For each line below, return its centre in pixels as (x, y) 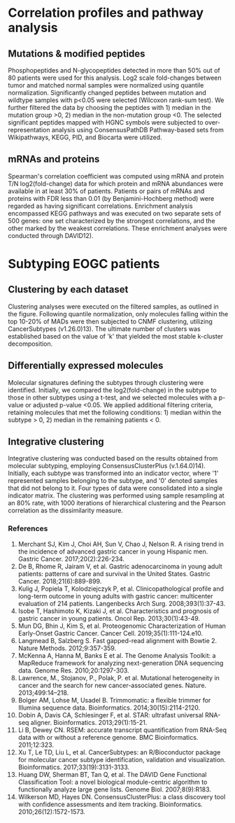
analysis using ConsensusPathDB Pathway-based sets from (138, 130)
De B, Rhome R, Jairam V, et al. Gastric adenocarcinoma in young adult (120, 566)
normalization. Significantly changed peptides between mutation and (107, 93)
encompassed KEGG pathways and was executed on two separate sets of (115, 213)
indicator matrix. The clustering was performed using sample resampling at (116, 495)
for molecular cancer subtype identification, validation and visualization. (122, 759)
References (28, 528)
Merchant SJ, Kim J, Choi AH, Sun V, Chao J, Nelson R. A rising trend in (121, 544)
